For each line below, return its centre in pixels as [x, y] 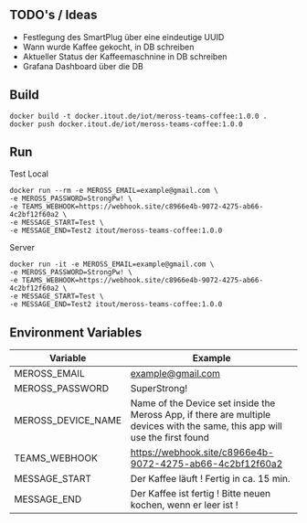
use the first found [170, 438]
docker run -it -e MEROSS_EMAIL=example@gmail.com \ [112, 264]
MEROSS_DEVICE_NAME [68, 421]
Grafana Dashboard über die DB [83, 66]
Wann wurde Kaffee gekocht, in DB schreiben [108, 47]
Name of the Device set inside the [203, 403]
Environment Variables [76, 332]
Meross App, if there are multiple [201, 415]
